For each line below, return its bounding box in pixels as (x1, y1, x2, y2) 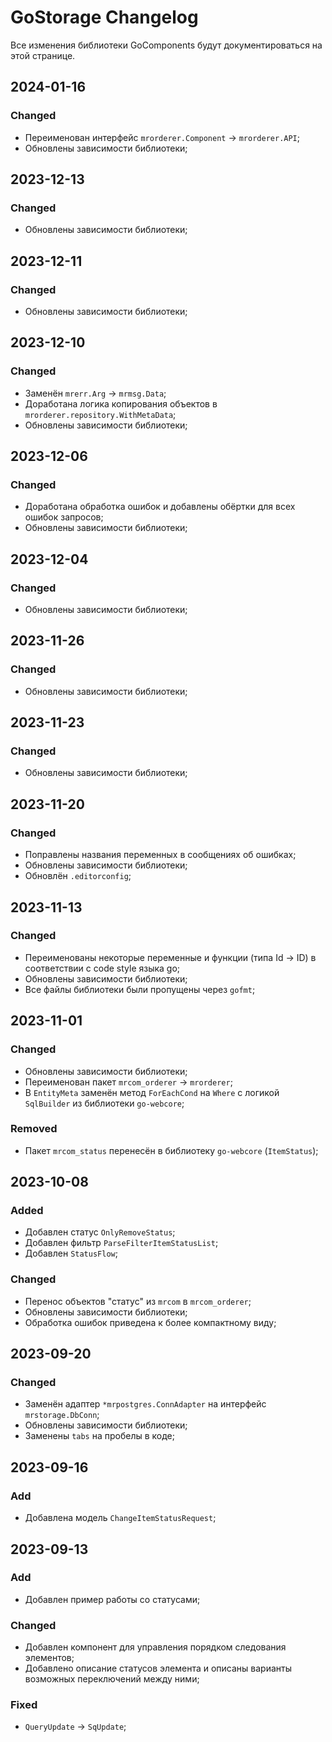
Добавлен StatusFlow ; (24, 1247, 118, 1260)
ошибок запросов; (24, 511, 104, 523)
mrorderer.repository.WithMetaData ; (24, 408, 177, 420)
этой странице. (10, 49, 76, 61)
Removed (10, 1122, 58, 1136)
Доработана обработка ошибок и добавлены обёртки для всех (24, 501, 296, 513)
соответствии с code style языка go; (24, 962, 181, 974)
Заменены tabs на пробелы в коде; (24, 1430, 176, 1442)
